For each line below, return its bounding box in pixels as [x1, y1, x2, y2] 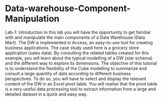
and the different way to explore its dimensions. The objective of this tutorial [5, 60, 157, 66]
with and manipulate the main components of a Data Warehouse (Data [5, 34, 146, 40]
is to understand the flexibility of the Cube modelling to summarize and [5, 65, 147, 71]
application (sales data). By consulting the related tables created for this [5, 50, 149, 56]
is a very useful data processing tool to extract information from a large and [5, 86, 156, 92]
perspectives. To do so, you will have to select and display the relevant [5, 76, 146, 82]
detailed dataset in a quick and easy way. [5, 91, 88, 97]
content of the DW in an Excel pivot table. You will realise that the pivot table [5, 81, 158, 86]
